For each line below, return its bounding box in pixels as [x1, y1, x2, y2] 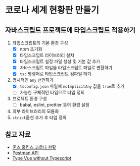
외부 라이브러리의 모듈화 [12, 108, 59, 114]
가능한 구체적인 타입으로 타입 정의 [19, 90, 85, 96]
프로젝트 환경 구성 [12, 96, 47, 102]
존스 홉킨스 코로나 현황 [12, 144, 56, 150]
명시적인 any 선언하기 [12, 77, 54, 83]
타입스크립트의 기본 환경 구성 [12, 40, 68, 46]
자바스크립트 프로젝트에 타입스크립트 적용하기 [5, 26, 136, 34]
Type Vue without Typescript [12, 155, 72, 161]
